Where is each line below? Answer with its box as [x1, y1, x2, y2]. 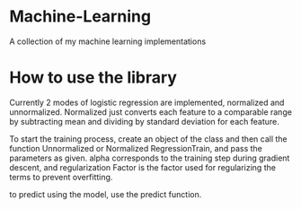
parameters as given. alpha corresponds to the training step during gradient [9, 152, 290, 163]
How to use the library [9, 67, 178, 88]
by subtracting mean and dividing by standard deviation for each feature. [9, 116, 280, 126]
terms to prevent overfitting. [9, 171, 113, 182]
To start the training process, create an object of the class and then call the [9, 133, 288, 144]
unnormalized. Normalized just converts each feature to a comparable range [9, 106, 292, 118]
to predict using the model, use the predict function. [9, 188, 202, 199]
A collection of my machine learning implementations [9, 36, 207, 47]
